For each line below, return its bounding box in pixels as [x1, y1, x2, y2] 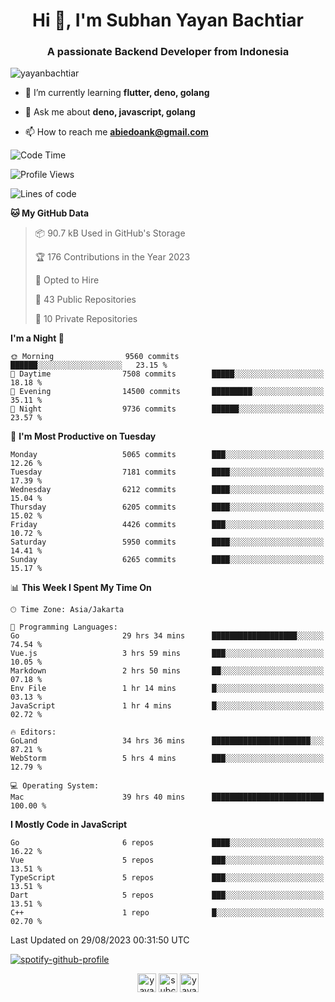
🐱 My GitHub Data [10, 207, 90, 219]
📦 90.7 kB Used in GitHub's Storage [34, 227, 186, 239]
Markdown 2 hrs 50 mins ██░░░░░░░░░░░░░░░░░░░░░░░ [10, 666, 325, 676]
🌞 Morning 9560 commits [10, 352, 180, 362]
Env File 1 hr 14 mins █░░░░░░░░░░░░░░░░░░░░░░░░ [10, 684, 325, 694]
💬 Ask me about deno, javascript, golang [24, 106, 196, 118]
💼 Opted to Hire [34, 274, 100, 286]
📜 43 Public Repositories [34, 294, 137, 306]
